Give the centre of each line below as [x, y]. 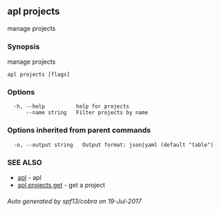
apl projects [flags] [39, 75]
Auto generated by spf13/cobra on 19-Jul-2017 [74, 201]
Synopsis [23, 46]
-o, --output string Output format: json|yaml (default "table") [114, 145]
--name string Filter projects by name [87, 113]
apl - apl [29, 177]
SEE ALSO [25, 162]
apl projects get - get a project [61, 185]
